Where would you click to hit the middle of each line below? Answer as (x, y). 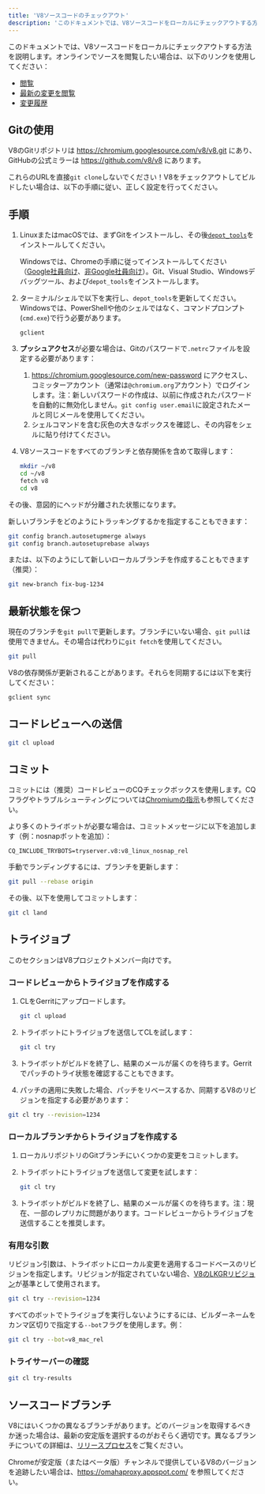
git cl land (28, 913)
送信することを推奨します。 (64, 1223)
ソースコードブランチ (60, 1405)
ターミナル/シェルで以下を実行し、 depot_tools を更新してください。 (130, 298)
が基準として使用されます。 (60, 1284)
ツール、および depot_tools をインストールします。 (122, 281)
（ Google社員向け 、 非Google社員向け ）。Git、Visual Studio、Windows (134, 272)
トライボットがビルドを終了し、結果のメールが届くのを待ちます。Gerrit (136, 1063)
